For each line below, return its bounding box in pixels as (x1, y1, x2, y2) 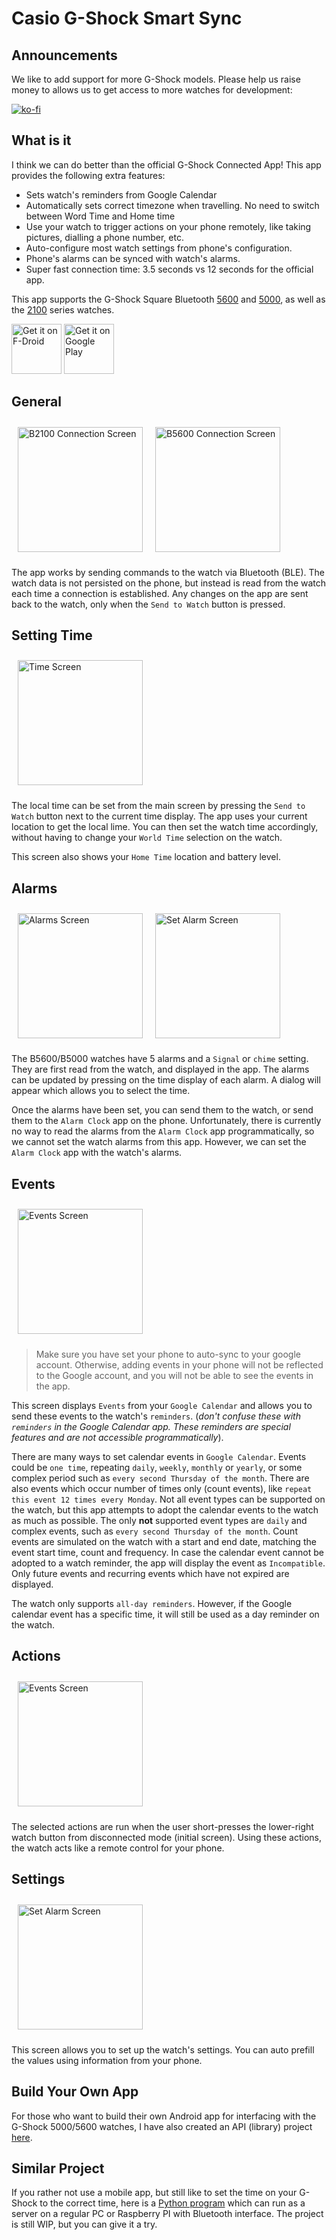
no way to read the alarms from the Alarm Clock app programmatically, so (11, 1125, 315, 1137)
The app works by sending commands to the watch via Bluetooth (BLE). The (11, 566, 326, 578)
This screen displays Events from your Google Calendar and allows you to (11, 1400, 313, 1412)
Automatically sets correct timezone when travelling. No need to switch (25, 199, 320, 211)
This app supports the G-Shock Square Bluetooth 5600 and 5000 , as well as (11, 293, 326, 305)
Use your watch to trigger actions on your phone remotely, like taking (25, 220, 312, 232)
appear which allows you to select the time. (11, 1085, 191, 1097)
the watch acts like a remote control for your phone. (11, 1842, 225, 1854)
